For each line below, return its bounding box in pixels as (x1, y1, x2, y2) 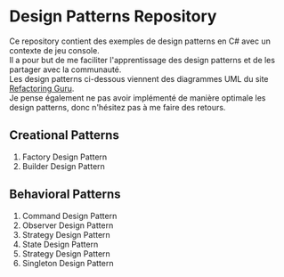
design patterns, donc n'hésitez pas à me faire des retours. (9, 102, 226, 112)
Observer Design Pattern (21, 220, 114, 231)
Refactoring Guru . (9, 83, 75, 94)
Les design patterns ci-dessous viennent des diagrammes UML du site (9, 73, 269, 84)
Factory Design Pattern (21, 151, 108, 162)
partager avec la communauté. (9, 64, 122, 75)
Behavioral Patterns (9, 187, 122, 202)
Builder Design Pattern (21, 160, 105, 171)
